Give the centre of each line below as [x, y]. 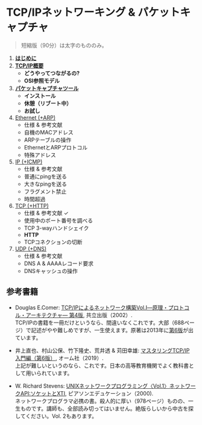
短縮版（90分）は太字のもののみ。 [64, 45]
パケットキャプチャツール [47, 88]
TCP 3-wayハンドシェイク [56, 228]
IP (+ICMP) [29, 162]
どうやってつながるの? [52, 73]
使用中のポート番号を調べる [58, 220]
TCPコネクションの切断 [53, 242]
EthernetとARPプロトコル [56, 147]
